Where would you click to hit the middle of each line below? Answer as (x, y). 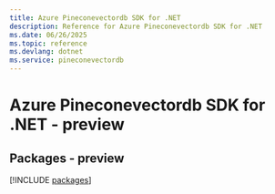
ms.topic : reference (49, 43)
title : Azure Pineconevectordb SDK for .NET (95, 18)
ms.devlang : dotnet (46, 52)
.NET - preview (67, 125)
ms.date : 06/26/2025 (49, 35)
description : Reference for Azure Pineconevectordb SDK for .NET (136, 26)
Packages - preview (67, 158)
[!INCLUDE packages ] (51, 180)
